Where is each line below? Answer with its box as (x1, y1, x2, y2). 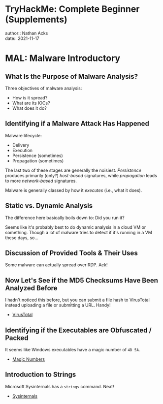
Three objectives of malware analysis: (5, 85, 82, 91)
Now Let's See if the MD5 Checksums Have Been (5, 276, 159, 284)
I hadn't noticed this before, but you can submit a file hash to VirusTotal (5, 297, 150, 303)
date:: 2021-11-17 (5, 35, 39, 41)
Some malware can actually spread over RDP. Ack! (5, 262, 108, 268)
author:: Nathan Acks (5, 30, 48, 36)
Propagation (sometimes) (12, 157, 64, 163)
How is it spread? (12, 94, 48, 100)
